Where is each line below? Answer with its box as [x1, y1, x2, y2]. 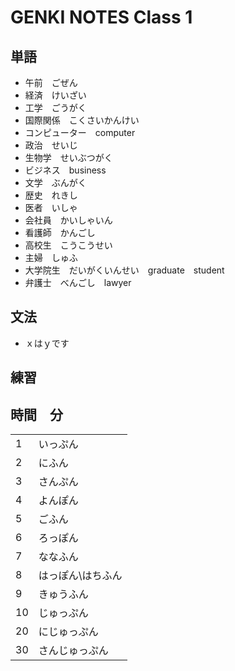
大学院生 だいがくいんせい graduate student [24, 264, 225, 276]
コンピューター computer [24, 127, 136, 138]
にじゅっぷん [38, 625, 99, 639]
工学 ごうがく [24, 102, 87, 113]
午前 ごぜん [24, 77, 78, 88]
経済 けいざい [24, 89, 87, 101]
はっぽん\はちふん [38, 569, 123, 583]
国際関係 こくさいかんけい [24, 114, 140, 126]
